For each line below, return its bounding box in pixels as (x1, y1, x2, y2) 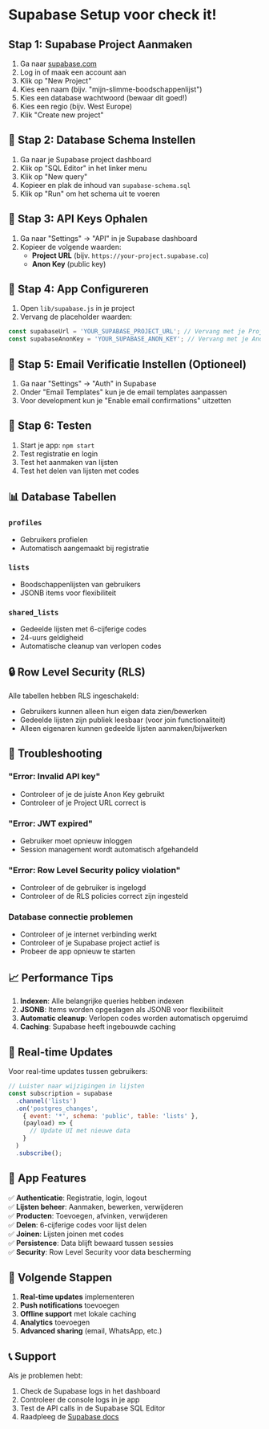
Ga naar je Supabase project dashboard (19, 154, 152, 164)
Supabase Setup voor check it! (8, 6, 217, 24)
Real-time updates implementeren (19, 1292, 134, 1302)
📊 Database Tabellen (8, 490, 117, 504)
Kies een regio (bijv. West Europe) (19, 102, 132, 111)
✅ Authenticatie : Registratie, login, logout (8, 1193, 147, 1202)
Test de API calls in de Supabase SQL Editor (19, 1403, 166, 1413)
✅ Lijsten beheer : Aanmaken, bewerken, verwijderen (8, 1202, 184, 1211)
